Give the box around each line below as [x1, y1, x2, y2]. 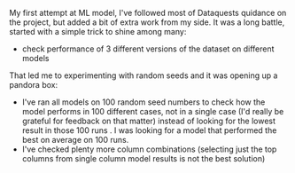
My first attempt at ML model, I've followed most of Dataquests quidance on [9, 8, 287, 18]
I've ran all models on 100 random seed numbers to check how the [21, 97, 266, 107]
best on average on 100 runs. [21, 135, 129, 145]
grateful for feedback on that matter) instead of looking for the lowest [21, 115, 276, 126]
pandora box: [9, 80, 58, 90]
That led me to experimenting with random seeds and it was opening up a [9, 70, 278, 81]
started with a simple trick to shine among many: [9, 27, 187, 36]
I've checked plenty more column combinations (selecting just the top [21, 144, 277, 154]
